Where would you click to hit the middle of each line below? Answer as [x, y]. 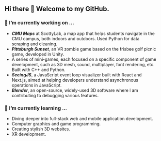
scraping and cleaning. [34, 44]
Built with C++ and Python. [39, 70]
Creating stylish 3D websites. [41, 129]
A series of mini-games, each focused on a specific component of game [84, 59]
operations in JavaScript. [36, 85]
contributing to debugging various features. [55, 95]
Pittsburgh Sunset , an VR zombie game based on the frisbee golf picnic [84, 49]
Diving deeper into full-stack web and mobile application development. [82, 118]
